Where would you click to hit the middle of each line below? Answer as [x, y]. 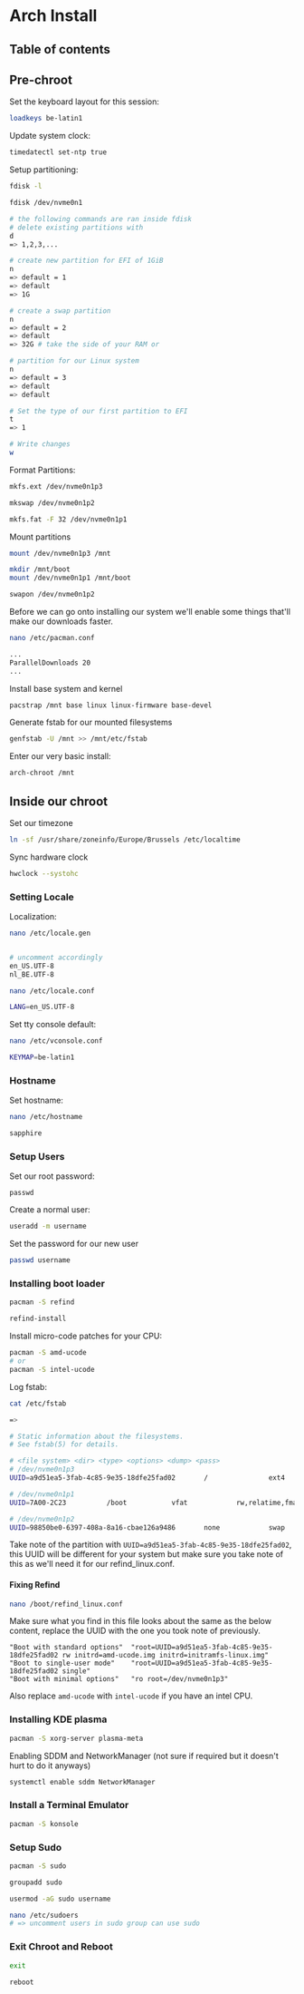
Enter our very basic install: [60, 756]
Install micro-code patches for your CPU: [86, 1336]
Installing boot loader [57, 1284]
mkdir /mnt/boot [40, 569]
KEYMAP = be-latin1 [42, 1057]
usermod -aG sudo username [60, 1899]
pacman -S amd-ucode [48, 1353]
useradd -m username [48, 1226]
